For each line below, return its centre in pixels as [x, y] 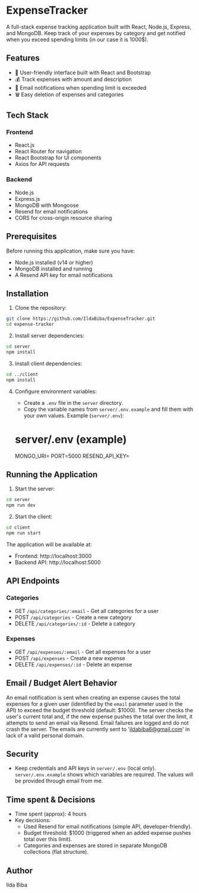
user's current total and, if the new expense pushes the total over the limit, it [99, 716]
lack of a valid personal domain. [45, 735]
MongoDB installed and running [53, 269]
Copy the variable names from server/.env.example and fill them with [108, 409]
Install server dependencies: [50, 336]
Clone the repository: [41, 308]
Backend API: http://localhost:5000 [58, 562]
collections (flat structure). [56, 852]
